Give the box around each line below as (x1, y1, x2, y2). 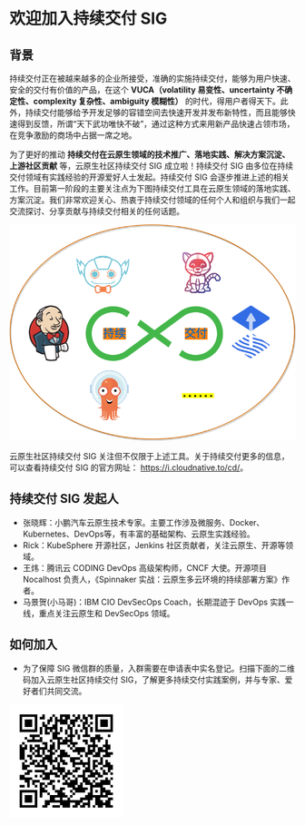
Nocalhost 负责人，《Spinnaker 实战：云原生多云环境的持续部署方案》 (22, 574, 282, 584)
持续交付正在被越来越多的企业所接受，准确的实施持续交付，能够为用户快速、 (9, 74, 296, 83)
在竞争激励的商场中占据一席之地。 (9, 130, 137, 141)
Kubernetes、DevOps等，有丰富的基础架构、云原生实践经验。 (22, 528, 256, 539)
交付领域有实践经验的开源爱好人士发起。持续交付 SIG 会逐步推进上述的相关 (9, 172, 290, 182)
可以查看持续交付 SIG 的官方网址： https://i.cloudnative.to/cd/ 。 (9, 462, 248, 473)
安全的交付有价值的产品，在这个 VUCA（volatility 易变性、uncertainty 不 (9, 84, 285, 95)
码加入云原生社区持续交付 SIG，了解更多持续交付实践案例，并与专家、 (22, 673, 285, 685)
